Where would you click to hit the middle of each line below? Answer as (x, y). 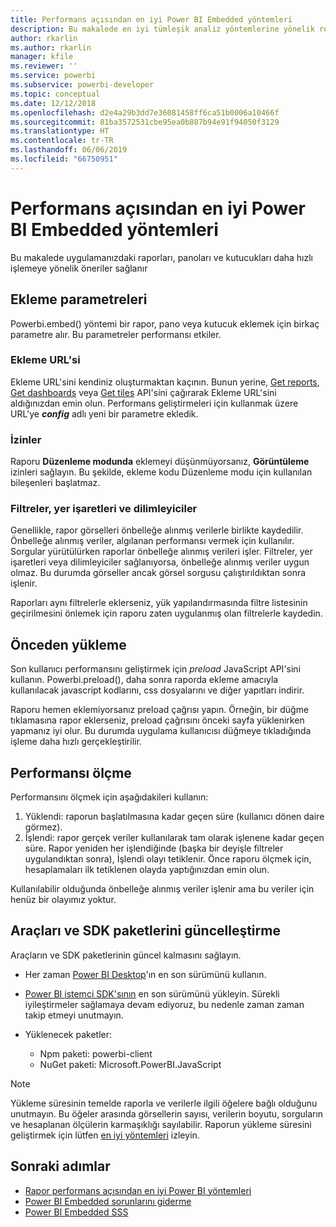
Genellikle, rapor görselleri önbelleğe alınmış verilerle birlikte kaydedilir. (157, 530)
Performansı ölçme (71, 772)
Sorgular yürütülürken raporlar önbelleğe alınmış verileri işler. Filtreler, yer (161, 552)
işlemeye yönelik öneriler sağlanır (79, 268)
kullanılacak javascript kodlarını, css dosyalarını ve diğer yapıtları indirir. (157, 690)
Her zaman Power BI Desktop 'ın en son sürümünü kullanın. (145, 974)
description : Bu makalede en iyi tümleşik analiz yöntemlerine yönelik (162, 29)
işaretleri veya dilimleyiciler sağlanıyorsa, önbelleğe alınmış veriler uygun (160, 562)
